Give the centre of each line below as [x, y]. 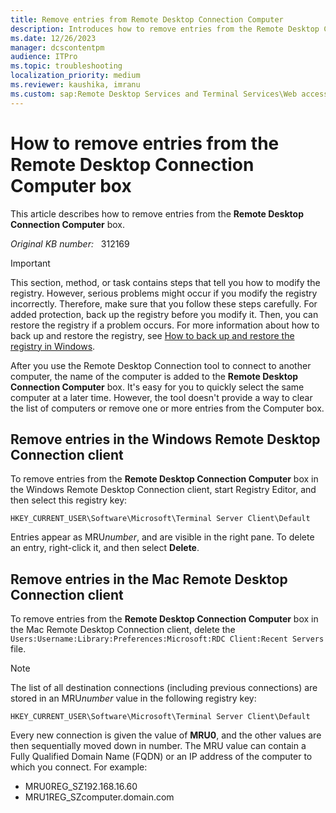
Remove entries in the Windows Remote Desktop [165, 439]
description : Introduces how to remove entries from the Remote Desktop [165, 29]
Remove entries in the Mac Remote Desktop [149, 579]
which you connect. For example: [79, 767]
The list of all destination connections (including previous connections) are [164, 688]
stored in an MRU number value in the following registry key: [133, 698]
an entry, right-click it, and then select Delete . [105, 548]
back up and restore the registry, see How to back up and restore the [152, 335]
